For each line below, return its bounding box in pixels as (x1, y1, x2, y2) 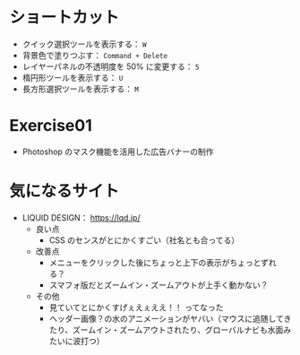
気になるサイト (9, 181, 120, 202)
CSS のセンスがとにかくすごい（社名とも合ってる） (48, 234, 240, 246)
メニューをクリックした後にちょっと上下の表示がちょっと (48, 256, 261, 268)
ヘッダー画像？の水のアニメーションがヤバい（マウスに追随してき (48, 313, 292, 324)
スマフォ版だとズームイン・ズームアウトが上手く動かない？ (48, 279, 269, 290)
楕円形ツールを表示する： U (21, 72, 124, 82)
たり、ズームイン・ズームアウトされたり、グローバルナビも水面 (48, 324, 284, 335)
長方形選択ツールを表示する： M (21, 83, 139, 94)
